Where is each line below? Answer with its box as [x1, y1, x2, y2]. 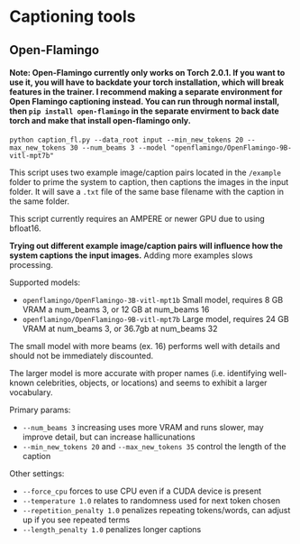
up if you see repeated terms [22, 514, 131, 525]
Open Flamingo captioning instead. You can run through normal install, [9, 97, 280, 107]
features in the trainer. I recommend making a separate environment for [9, 87, 283, 97]
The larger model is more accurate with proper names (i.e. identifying [9, 367, 268, 378]
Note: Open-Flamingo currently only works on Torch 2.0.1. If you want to [9, 68, 286, 78]
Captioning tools [9, 6, 136, 27]
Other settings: [9, 467, 65, 479]
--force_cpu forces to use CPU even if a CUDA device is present [22, 485, 261, 496]
